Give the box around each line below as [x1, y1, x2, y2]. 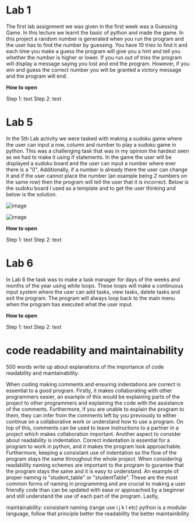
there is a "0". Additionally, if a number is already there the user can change [6, 166, 188, 173]
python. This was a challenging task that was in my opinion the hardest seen [6, 147, 189, 154]
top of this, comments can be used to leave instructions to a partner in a [6, 424, 179, 431]
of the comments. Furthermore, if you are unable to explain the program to [6, 406, 185, 413]
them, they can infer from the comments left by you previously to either [6, 411, 177, 418]
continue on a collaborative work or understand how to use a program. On [6, 418, 184, 425]
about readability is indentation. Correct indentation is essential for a [6, 437, 171, 444]
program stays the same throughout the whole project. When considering [6, 455, 182, 462]
